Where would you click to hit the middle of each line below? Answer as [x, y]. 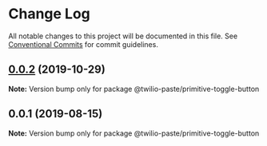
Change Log [49, 14]
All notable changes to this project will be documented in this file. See [123, 36]
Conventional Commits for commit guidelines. [83, 44]
